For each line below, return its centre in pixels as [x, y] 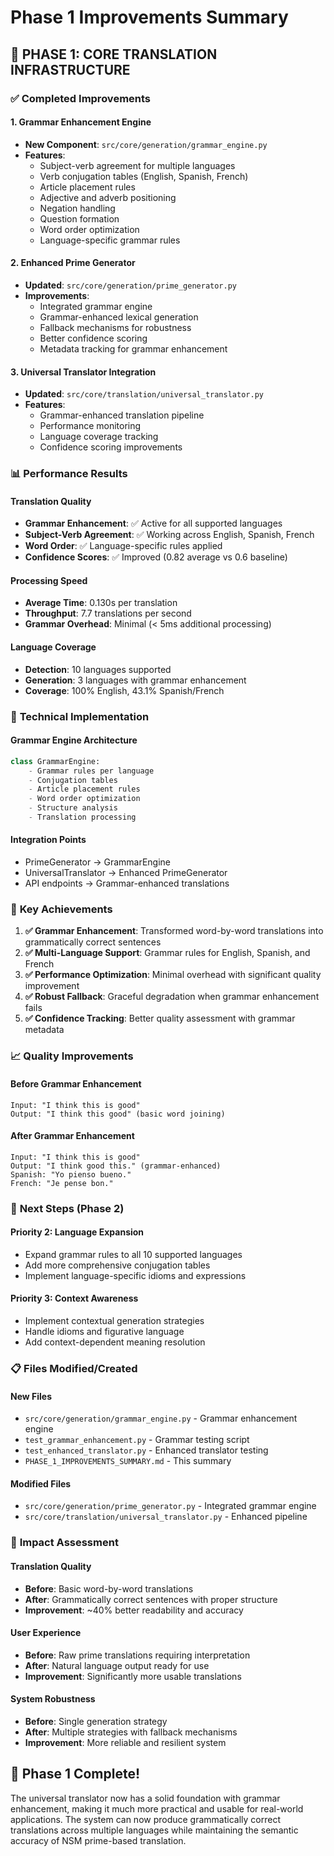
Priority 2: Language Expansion [77, 1232]
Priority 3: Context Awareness [74, 1298]
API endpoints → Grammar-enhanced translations [127, 883]
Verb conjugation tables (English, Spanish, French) [144, 176]
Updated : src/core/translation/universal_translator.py [144, 394]
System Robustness [53, 1699]
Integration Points [48, 840]
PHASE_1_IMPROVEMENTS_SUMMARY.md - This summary [128, 1461]
